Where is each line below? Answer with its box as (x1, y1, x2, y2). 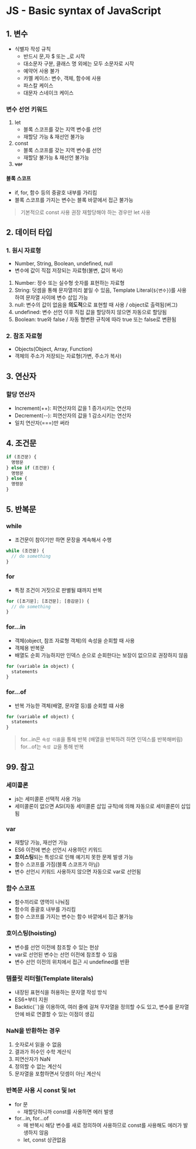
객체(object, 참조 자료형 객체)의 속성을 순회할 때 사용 (14, 637, 135, 644)
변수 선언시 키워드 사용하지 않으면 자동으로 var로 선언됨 (14, 868, 142, 875)
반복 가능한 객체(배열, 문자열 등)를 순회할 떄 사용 (14, 702, 125, 709)
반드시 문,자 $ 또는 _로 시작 (23, 53, 85, 60)
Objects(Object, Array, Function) (14, 346, 93, 353)
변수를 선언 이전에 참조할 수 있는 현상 (14, 943, 99, 951)
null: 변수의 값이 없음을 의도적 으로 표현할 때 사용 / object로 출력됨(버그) (14, 301, 178, 308)
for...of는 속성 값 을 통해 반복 (20, 743, 84, 750)
